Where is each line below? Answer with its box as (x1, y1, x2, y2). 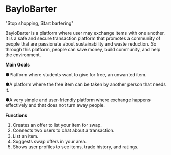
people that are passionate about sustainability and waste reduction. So (5, 40, 157, 47)
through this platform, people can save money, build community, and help (5, 46, 161, 52)
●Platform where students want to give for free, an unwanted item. (5, 71, 147, 77)
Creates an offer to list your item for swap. (12, 122, 102, 128)
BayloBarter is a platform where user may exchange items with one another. (5, 30, 165, 36)
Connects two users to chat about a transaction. (12, 127, 115, 134)
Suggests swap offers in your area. (12, 138, 87, 144)
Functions (5, 112, 27, 118)
